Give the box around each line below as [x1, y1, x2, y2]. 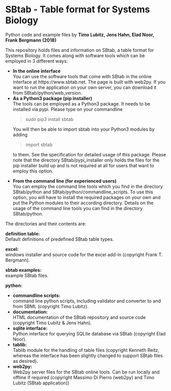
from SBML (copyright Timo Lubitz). [12, 303, 89, 309]
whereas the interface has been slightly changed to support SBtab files [12, 352, 163, 359]
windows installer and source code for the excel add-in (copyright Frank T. [5, 251, 163, 258]
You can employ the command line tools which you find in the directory [12, 183, 163, 189]
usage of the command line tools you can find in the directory [12, 205, 143, 211]
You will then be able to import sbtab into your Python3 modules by [12, 126, 155, 132]
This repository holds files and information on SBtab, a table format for [5, 47, 155, 53]
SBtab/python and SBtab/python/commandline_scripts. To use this [12, 189, 154, 195]
